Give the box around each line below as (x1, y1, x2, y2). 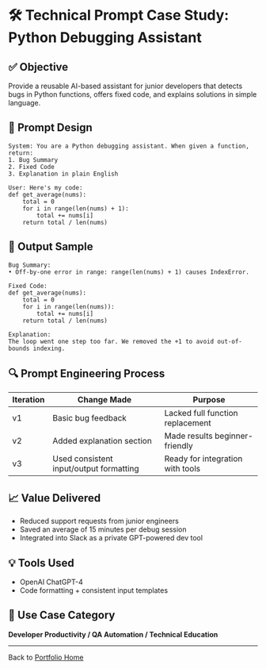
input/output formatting (52, 463, 140, 475)
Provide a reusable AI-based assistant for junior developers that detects (8, 81, 243, 90)
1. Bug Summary (8, 156, 59, 163)
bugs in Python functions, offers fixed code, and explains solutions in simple (8, 90, 257, 99)
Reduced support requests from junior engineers (19, 517, 180, 526)
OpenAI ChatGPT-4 (19, 577, 83, 587)
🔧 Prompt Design (8, 121, 93, 135)
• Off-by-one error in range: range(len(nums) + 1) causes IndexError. (8, 267, 249, 276)
